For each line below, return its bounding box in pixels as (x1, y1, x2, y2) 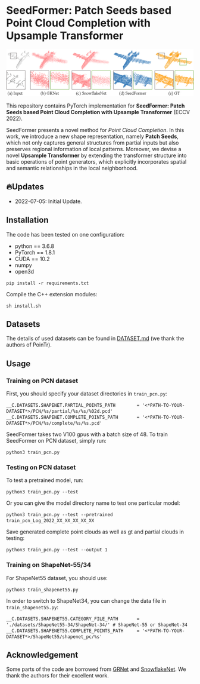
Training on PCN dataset (6, 376, 79, 385)
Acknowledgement (6, 650, 79, 660)
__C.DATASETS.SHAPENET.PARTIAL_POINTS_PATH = (6, 403, 140, 409)
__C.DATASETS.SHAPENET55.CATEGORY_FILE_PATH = (6, 616, 140, 622)
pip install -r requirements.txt (6, 280, 89, 286)
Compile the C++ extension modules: (6, 290, 98, 297)
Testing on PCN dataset (6, 463, 76, 471)
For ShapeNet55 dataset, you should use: (6, 574, 108, 581)
